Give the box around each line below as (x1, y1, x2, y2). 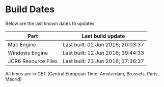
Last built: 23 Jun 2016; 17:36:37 (63, 57, 144, 65)
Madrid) (5, 76, 22, 82)
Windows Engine (8, 49, 48, 56)
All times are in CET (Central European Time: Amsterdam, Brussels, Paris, (5, 70, 159, 77)
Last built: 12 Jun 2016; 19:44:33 (63, 49, 144, 56)
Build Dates (5, 4, 55, 15)
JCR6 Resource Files (8, 57, 58, 65)
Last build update (81, 32, 125, 39)
